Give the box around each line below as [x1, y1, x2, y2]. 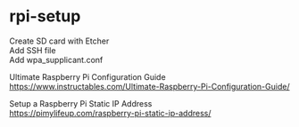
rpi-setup [9, 6, 81, 27]
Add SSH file [9, 44, 56, 55]
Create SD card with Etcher [9, 36, 110, 46]
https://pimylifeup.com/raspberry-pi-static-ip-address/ [9, 107, 212, 118]
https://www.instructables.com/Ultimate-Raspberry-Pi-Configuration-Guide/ [9, 81, 290, 91]
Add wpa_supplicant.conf [9, 54, 104, 65]
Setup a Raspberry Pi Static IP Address [9, 98, 153, 108]
